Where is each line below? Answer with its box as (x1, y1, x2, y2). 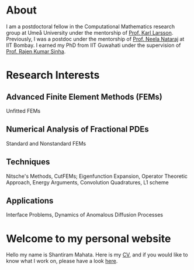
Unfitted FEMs (6, 107, 41, 114)
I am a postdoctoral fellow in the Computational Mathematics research (6, 23, 175, 30)
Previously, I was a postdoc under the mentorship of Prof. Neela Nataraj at (6, 35, 185, 42)
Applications (6, 195, 54, 205)
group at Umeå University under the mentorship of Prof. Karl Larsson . (6, 29, 174, 36)
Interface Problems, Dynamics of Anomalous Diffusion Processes (6, 211, 164, 218)
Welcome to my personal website (6, 232, 171, 245)
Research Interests (6, 69, 100, 82)
